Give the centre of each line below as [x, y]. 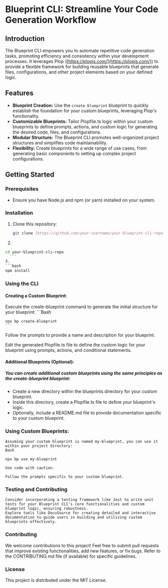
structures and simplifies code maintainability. [60, 142]
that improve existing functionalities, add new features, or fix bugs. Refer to [83, 551]
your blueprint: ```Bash [28, 312]
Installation [19, 213]
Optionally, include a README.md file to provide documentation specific [87, 413]
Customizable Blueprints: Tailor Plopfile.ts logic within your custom [82, 121]
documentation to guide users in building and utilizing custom [74, 518]
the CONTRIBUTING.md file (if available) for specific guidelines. [71, 556]
